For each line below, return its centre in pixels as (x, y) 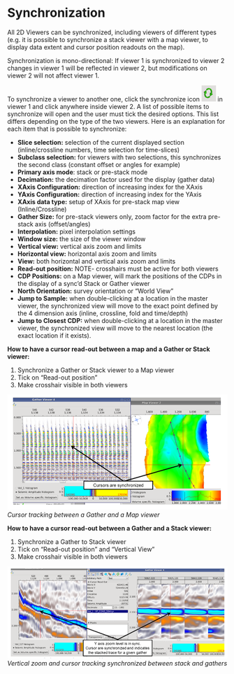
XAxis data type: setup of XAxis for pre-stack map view (98, 201)
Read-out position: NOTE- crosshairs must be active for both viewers (118, 268)
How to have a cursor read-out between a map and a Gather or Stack (109, 349)
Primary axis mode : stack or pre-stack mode (82, 172)
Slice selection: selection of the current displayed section (101, 142)
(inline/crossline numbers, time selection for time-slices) (98, 150)
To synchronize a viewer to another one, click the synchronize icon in (115, 99)
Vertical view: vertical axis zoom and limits (79, 246)
